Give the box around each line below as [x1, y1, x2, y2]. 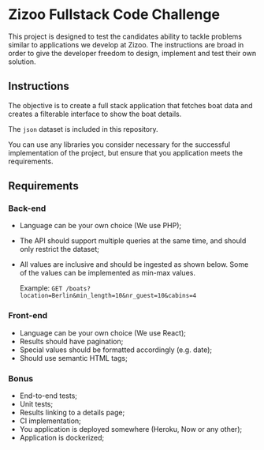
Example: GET [19, 283, 63, 293]
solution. [8, 57, 37, 66]
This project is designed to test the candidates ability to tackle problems [8, 32, 243, 41]
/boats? [65, 285, 91, 293]
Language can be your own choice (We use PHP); [19, 221, 182, 231]
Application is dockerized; [19, 433, 105, 443]
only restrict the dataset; [19, 245, 100, 254]
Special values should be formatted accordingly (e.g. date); [19, 345, 213, 354]
